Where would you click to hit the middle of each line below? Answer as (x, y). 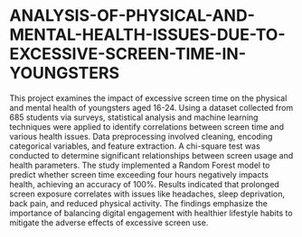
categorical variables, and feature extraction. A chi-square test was (135, 146)
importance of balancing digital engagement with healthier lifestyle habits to (151, 213)
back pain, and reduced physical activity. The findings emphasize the (139, 203)
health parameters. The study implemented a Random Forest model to (140, 165)
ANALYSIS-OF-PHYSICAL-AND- (132, 16)
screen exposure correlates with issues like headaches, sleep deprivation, (147, 194)
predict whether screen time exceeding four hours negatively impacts (139, 174)
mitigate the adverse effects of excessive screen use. (109, 223)
